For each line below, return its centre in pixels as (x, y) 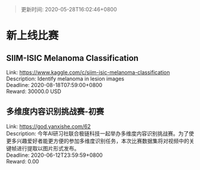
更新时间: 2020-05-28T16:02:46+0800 (69, 9)
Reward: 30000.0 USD (34, 91)
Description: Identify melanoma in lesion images (65, 79)
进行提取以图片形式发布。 (48, 148)
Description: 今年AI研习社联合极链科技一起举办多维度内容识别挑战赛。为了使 (100, 133)
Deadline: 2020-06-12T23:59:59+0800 (55, 155)
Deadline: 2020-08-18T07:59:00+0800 (54, 85)
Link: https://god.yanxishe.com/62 (49, 126)
